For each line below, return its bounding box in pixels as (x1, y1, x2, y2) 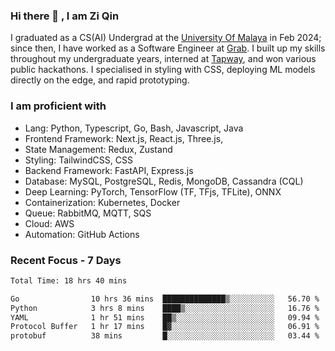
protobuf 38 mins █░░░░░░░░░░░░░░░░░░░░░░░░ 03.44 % (10, 331, 320, 341)
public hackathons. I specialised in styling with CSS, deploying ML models (10, 64, 316, 76)
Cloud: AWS (24, 217, 75, 229)
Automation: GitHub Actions (24, 228, 140, 240)
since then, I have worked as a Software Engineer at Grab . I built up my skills (10, 42, 326, 54)
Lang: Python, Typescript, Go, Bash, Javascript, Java (24, 122, 244, 134)
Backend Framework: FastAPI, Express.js (24, 164, 194, 176)
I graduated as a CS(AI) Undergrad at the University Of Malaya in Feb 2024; (10, 32, 322, 44)
